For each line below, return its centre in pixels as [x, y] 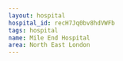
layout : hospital [37, 15]
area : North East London [49, 45]
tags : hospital [33, 30]
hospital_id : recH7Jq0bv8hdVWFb [61, 23]
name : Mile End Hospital [49, 38]
